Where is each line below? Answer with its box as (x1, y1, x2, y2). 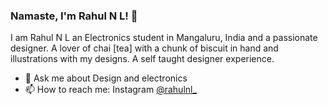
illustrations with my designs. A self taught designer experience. (10, 53, 275, 65)
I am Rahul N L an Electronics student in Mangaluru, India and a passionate (10, 32, 318, 44)
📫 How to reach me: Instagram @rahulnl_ (24, 84, 197, 96)
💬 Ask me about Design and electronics (24, 72, 188, 84)
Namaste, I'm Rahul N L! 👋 (10, 9, 138, 23)
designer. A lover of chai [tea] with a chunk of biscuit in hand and (10, 42, 279, 54)
